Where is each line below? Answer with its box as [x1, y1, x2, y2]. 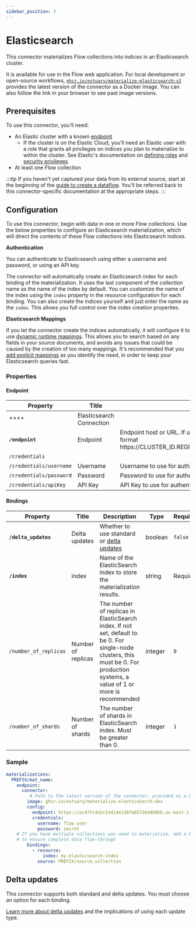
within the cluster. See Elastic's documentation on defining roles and [23, 151, 188, 158]
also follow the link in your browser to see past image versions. [6, 89, 157, 97]
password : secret [37, 826, 80, 832]
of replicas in [99, 606, 135, 615]
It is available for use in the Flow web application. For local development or [6, 71, 185, 78]
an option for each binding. [6, 896, 71, 904]
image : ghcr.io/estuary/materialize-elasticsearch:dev [27, 799, 163, 805]
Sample [6, 758, 28, 766]
